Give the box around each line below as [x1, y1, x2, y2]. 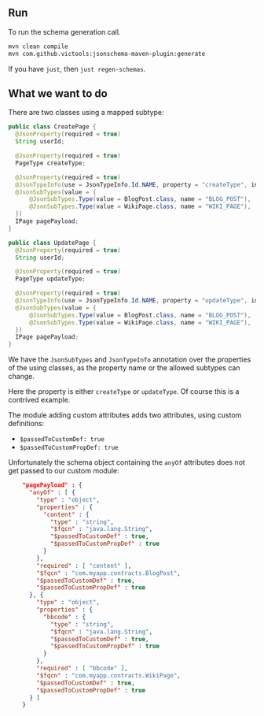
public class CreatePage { [8, 123, 97, 131]
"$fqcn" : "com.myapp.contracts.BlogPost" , [36, 569, 181, 577]
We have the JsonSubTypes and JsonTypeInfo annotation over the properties [8, 354, 251, 365]
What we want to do [8, 87, 108, 100]
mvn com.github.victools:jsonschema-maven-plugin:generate [8, 50, 206, 58]
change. [8, 372, 35, 381]
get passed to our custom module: [8, 466, 119, 476]
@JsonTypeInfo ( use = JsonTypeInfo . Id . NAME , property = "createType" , [15, 180, 247, 188]
